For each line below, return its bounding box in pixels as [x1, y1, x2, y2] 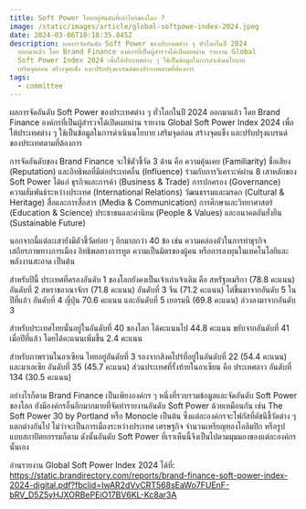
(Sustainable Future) [9, 217, 87, 228]
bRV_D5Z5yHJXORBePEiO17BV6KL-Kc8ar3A [9, 489, 177, 500]
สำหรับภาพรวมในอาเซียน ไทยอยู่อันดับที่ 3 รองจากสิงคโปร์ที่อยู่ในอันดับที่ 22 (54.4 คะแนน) [9, 351, 288, 362]
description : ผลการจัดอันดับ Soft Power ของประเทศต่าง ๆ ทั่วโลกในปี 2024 [9, 38, 248, 48]
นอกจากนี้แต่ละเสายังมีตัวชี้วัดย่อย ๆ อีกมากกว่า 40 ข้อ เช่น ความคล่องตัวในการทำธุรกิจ [9, 235, 267, 246]
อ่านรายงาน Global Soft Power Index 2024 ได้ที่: [9, 459, 175, 471]
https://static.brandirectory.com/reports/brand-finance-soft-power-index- [9, 470, 289, 481]
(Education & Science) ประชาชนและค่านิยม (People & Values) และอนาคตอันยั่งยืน [9, 207, 282, 217]
